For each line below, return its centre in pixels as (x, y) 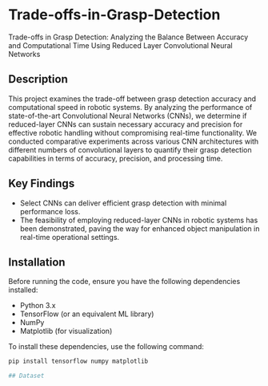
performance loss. (50, 211)
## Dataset (26, 376)
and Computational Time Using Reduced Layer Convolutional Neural (121, 45)
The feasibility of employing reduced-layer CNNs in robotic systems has (139, 220)
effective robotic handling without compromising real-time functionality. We (133, 132)
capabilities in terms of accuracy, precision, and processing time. (116, 158)
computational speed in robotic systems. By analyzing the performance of (130, 107)
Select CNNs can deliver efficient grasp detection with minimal (123, 203)
